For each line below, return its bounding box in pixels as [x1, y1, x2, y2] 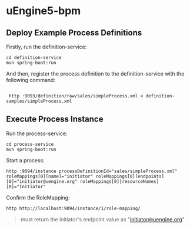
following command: [6, 77, 56, 83]
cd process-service [6, 141, 54, 147]
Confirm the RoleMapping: [6, 194, 70, 201]
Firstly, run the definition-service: [6, 43, 87, 50]
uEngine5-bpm [6, 4, 81, 18]
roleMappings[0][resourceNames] [79, 178, 159, 184]
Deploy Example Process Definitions [6, 28, 142, 38]
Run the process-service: [6, 130, 68, 137]
